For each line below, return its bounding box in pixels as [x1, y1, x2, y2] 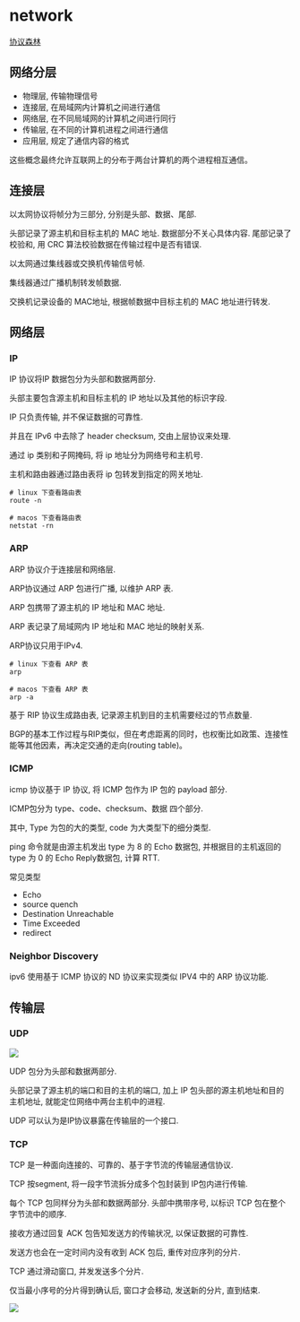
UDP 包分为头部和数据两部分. [9, 1066, 117, 1076]
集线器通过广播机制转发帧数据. [9, 277, 123, 288]
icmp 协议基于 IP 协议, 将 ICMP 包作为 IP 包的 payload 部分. [9, 783, 228, 794]
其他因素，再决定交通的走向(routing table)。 [24, 739, 188, 750]
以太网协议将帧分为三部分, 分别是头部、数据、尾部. [9, 208, 197, 220]
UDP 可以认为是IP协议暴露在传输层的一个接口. [9, 1115, 179, 1126]
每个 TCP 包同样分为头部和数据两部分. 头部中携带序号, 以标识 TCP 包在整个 [9, 1197, 287, 1208]
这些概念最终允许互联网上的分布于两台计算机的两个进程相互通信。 [9, 154, 253, 165]
